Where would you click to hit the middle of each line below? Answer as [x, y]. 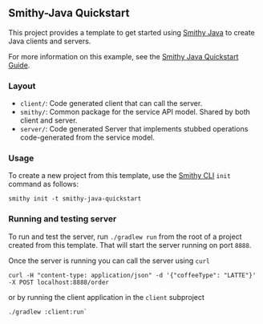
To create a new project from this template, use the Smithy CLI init [119, 176]
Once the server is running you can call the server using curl [109, 261]
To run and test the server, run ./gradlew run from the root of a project [125, 237]
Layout [22, 86]
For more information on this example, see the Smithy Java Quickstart [123, 56]
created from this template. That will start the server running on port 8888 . [130, 245]
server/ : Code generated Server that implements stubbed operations [134, 129]
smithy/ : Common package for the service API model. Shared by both [135, 112]
